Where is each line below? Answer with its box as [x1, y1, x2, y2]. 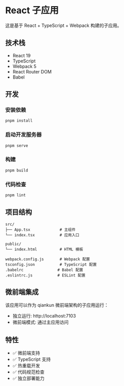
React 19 [12, 52, 31, 58]
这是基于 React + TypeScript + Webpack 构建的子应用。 [5, 22, 122, 28]
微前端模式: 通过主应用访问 [12, 319, 69, 325]
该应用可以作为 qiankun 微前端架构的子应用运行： [5, 302, 109, 308]
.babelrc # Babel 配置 [5, 267, 84, 272]
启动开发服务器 [5, 131, 42, 138]
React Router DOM [12, 68, 52, 75]
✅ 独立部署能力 [12, 375, 45, 381]
